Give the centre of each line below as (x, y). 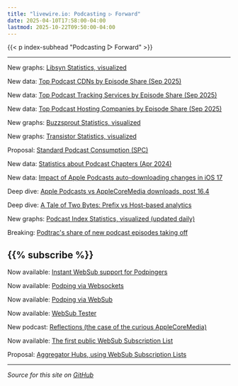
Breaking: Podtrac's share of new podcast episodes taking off (98, 233)
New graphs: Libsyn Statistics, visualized (67, 67)
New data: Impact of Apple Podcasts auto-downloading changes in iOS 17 (115, 177)
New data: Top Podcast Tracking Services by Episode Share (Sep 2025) (112, 95)
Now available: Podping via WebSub (60, 299)
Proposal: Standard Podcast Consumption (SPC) (78, 150)
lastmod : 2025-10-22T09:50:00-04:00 (61, 27)
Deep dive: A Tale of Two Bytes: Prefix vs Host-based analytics (100, 205)
